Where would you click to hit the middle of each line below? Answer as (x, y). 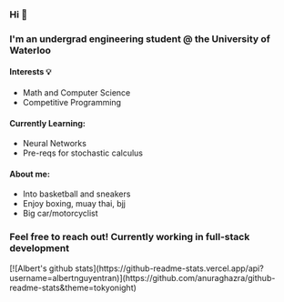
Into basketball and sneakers (76, 194)
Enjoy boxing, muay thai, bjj (74, 204)
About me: (30, 174)
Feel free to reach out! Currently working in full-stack (130, 237)
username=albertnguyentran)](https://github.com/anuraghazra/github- (142, 277)
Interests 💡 (30, 72)
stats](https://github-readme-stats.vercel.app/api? (169, 268)
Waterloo (30, 50)
